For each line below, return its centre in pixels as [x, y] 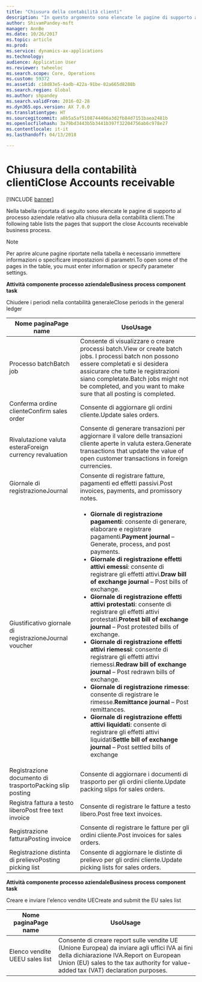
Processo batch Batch [40, 363]
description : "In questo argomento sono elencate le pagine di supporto [99, 17]
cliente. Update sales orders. [120, 414]
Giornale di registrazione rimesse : [139, 687]
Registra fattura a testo [41, 802]
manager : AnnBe [25, 29]
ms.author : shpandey [32, 96]
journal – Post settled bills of [130, 747]
